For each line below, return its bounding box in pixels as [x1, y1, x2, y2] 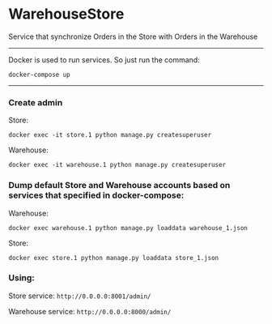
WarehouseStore [8, 5, 125, 23]
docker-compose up [8, 70, 70, 79]
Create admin [8, 96, 63, 108]
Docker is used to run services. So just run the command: [8, 54, 200, 65]
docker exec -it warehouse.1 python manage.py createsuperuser [8, 161, 227, 169]
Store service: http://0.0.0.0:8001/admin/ [8, 291, 151, 301]
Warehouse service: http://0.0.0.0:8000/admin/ [8, 306, 172, 316]
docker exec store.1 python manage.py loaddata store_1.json [8, 254, 219, 262]
